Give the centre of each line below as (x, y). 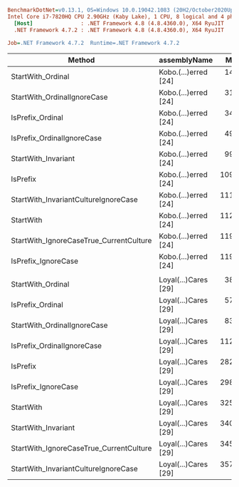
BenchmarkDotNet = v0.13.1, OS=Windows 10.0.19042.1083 (89, 10)
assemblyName (186, 60)
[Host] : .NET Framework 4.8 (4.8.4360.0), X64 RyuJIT (119, 23)
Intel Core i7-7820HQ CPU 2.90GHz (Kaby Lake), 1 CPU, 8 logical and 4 (116, 16)
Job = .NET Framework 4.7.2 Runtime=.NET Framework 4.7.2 (94, 43)
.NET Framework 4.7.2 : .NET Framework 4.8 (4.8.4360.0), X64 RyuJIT (119, 30)
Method (81, 60)
